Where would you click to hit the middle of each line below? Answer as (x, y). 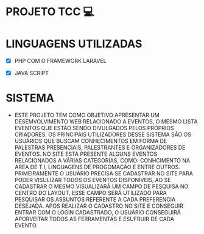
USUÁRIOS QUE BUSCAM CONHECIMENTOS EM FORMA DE (91, 141)
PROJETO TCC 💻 (50, 12)
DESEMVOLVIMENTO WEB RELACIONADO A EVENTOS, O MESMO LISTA (106, 122)
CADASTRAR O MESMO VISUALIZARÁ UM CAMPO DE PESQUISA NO (101, 186)
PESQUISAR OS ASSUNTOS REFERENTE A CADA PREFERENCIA (95, 200)
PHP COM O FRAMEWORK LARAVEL (61, 61)
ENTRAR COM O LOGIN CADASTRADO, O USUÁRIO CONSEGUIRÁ (97, 213)
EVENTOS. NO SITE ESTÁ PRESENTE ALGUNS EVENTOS (86, 154)
